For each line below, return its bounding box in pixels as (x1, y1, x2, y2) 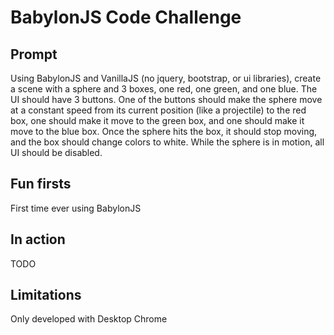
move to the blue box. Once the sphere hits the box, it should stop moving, (10, 126, 318, 137)
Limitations (10, 287, 82, 304)
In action (10, 231, 66, 248)
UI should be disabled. (10, 147, 103, 158)
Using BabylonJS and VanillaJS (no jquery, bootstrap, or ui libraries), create (10, 72, 322, 84)
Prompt (10, 46, 58, 63)
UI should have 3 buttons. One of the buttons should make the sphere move (10, 94, 323, 105)
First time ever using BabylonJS (10, 202, 142, 214)
